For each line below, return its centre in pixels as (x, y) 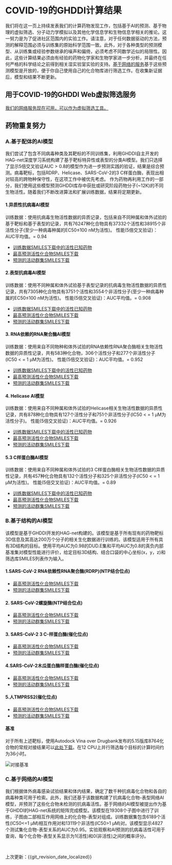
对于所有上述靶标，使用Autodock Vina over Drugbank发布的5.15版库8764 (82, 740)
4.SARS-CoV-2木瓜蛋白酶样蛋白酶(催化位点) (52, 665)
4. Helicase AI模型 (25, 396)
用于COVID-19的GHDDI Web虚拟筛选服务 (71, 95)
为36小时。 (17, 753)
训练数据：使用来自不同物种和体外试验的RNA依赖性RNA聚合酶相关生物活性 (84, 347)
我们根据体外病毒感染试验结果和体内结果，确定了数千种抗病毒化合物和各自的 (86, 791)
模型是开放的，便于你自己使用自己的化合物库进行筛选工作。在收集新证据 (86, 70)
